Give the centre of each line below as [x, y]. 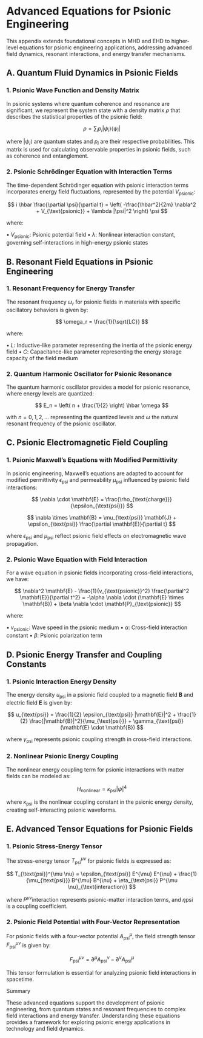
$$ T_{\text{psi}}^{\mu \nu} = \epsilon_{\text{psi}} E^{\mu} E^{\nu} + [92, 874]
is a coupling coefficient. [37, 906]
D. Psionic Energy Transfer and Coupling [84, 654]
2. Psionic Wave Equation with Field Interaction [77, 560]
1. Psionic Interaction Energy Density [62, 681]
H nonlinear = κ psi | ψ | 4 [102, 789]
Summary [18, 991]
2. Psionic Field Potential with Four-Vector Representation [93, 922]
